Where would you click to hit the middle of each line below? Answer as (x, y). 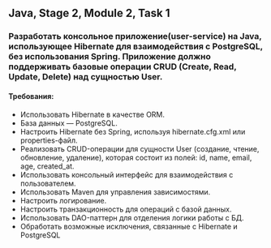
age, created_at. (47, 166)
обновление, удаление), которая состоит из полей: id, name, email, (136, 157)
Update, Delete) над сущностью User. (86, 77)
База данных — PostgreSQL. (69, 123)
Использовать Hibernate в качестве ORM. (92, 114)
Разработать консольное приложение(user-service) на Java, (135, 36)
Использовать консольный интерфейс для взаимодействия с (127, 174)
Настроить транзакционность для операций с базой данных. (126, 209)
